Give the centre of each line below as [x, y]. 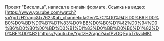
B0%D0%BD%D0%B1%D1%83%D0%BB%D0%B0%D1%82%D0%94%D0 [81, 23]
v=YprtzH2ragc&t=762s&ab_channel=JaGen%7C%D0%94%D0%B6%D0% [82, 18]
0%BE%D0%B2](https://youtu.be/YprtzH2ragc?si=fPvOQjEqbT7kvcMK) [78, 33]
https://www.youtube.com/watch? [41, 12]
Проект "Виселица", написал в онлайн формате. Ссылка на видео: [75, 7]
